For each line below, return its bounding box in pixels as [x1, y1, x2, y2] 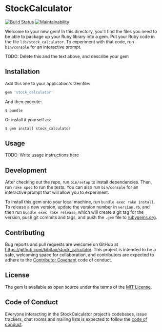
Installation [5, 68, 40, 76]
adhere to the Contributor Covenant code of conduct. [5, 257, 112, 263]
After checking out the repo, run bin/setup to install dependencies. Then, [5, 179, 152, 185]
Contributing [5, 228, 45, 237]
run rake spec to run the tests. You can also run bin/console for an [5, 184, 139, 190]
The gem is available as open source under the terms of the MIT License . [5, 284, 152, 290]
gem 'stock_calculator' [5, 90, 54, 95]
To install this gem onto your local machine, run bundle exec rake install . [5, 199, 155, 205]
